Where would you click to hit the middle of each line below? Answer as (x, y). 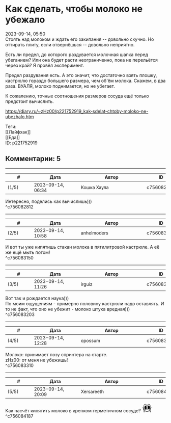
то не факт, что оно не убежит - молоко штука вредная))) (68, 309)
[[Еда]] (13, 137)
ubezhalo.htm (20, 116)
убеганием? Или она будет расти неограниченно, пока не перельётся (82, 60)
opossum (91, 340)
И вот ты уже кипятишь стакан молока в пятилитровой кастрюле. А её (82, 247)
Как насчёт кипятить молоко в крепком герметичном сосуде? (73, 411)
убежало (25, 20)
